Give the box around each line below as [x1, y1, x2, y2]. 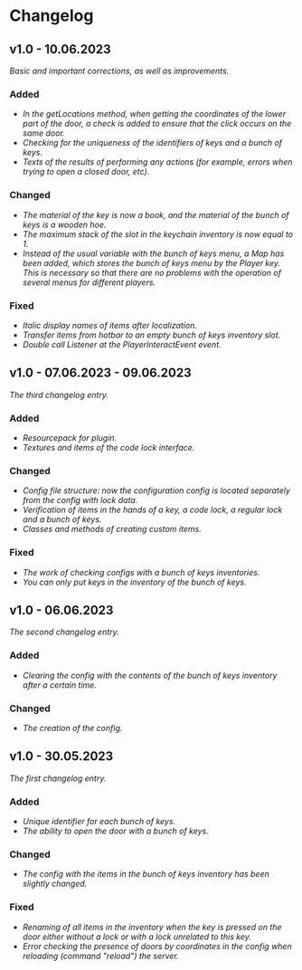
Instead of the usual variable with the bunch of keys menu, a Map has [22, 248, 285, 259]
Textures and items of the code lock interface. [22, 442, 195, 452]
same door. [22, 128, 65, 138]
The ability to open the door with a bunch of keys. [22, 825, 210, 837]
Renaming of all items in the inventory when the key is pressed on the [22, 921, 282, 932]
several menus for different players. [22, 277, 156, 288]
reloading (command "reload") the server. [22, 950, 179, 961]
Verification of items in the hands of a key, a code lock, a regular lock [22, 504, 283, 516]
